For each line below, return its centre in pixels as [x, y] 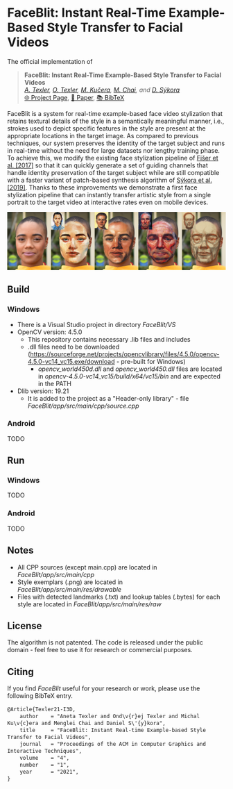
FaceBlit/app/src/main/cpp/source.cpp [83, 406]
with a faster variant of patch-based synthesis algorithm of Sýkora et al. [110, 180]
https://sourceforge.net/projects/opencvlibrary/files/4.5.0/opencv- [125, 354]
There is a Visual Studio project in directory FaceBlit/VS [96, 324]
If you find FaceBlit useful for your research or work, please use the [104, 688]
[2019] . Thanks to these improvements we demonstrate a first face [102, 187]
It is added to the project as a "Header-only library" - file [108, 398]
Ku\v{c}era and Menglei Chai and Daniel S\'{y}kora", [87, 724]
